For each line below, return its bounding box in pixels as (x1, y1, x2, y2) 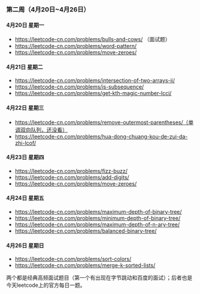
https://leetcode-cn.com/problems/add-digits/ (14, 174, 130, 181)
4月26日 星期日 (6, 241, 44, 249)
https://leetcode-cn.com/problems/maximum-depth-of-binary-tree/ (14, 208, 182, 215)
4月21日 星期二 (6, 63, 43, 70)
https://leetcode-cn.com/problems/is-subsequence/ (14, 83, 144, 90)
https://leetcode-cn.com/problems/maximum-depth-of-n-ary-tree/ (14, 220, 180, 228)
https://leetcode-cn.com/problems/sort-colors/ (14, 256, 132, 263)
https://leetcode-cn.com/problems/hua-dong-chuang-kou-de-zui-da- (14, 133, 188, 140)
